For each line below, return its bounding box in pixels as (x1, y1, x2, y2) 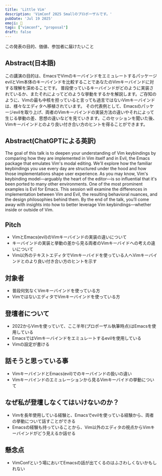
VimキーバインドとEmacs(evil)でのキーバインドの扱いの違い (12, 370, 132, 376)
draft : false (5, 30, 31, 34)
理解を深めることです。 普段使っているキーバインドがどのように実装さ (13, 85, 154, 91)
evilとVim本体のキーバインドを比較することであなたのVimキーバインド (5, 79, 146, 85)
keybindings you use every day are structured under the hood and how (5, 165, 147, 171)
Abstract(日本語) (5, 59, 56, 67)
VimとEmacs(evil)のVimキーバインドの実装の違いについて (12, 234, 127, 240)
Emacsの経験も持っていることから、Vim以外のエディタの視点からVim (12, 424, 151, 430)
